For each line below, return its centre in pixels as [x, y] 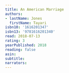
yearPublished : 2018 [26, 45]
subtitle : [15, 59]
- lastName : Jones [24, 18]
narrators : [16, 63]
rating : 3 [15, 41]
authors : [14, 14]
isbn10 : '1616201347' [27, 27]
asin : [10, 54]
